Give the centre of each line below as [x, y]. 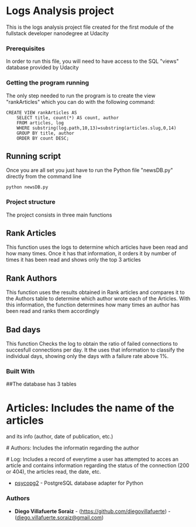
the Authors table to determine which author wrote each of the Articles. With [98, 299]
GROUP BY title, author [46, 133]
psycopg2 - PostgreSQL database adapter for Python [79, 483]
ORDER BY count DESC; [43, 138]
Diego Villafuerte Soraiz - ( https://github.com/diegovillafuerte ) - [92, 511]
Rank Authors [32, 278]
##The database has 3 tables [42, 384]
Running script [34, 156]
